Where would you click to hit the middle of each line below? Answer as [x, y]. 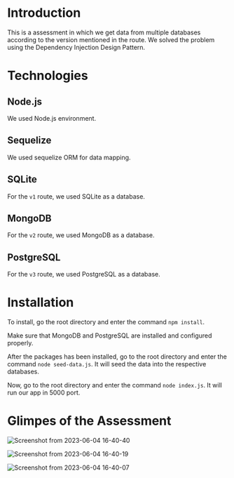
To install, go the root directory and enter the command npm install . [106, 322]
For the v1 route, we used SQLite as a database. [76, 196]
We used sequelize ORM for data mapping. [69, 157]
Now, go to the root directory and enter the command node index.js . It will [115, 385]
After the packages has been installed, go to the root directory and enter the [117, 357]
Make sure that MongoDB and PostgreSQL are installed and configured [110, 336]
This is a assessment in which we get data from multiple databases [104, 32]
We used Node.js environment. [52, 118]
